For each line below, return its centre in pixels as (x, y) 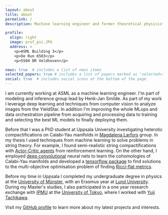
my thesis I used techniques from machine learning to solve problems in (79, 140)
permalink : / (19, 19)
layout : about (20, 10)
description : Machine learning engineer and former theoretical (73, 24)
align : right (23, 37)
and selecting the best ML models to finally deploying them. (67, 120)
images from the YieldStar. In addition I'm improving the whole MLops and (81, 109)
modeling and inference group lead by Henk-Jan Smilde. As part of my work (83, 98)
